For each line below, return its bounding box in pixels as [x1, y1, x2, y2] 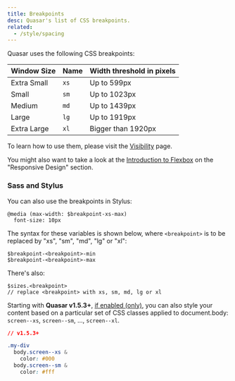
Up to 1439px [89, 101, 136, 111]
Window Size [11, 66, 56, 76]
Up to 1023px [89, 90, 136, 99]
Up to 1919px [89, 112, 136, 122]
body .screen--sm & [13, 362, 68, 369]
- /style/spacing [13, 30, 65, 37]
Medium [11, 101, 38, 111]
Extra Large [11, 124, 49, 134]
